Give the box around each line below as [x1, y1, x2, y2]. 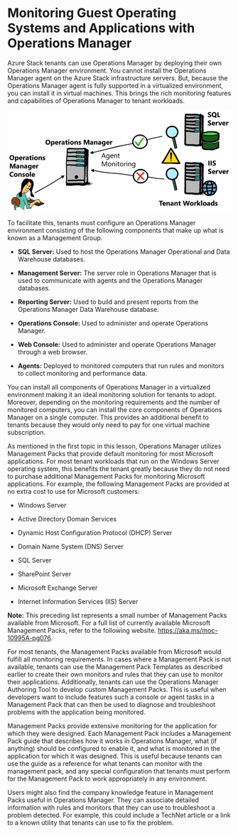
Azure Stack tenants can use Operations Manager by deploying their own [7, 58, 222, 67]
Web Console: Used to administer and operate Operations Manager [17, 340, 217, 349]
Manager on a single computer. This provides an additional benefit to [7, 413, 210, 421]
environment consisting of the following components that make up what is [7, 226, 224, 234]
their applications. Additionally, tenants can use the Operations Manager [7, 677, 219, 686]
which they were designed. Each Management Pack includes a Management [7, 729, 231, 737]
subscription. [7, 428, 46, 436]
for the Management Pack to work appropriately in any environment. [7, 774, 207, 783]
